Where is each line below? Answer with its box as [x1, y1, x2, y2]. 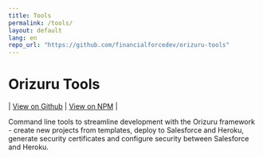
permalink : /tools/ [8, 19, 73, 27]
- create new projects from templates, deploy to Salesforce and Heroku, [8, 125, 245, 135]
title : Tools [8, 11, 52, 20]
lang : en [8, 33, 37, 42]
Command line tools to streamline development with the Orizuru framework [8, 117, 255, 127]
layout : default [8, 26, 62, 34]
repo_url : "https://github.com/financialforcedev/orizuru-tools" [8, 41, 230, 49]
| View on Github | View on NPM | [8, 102, 118, 111]
